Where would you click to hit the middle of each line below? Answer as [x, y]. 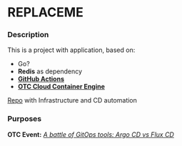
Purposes [24, 119]
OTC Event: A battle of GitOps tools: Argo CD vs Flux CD [91, 134]
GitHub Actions [41, 79]
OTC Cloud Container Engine [61, 87]
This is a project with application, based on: [71, 50]
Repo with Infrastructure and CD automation [72, 100]
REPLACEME [45, 12]
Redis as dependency [50, 71]
